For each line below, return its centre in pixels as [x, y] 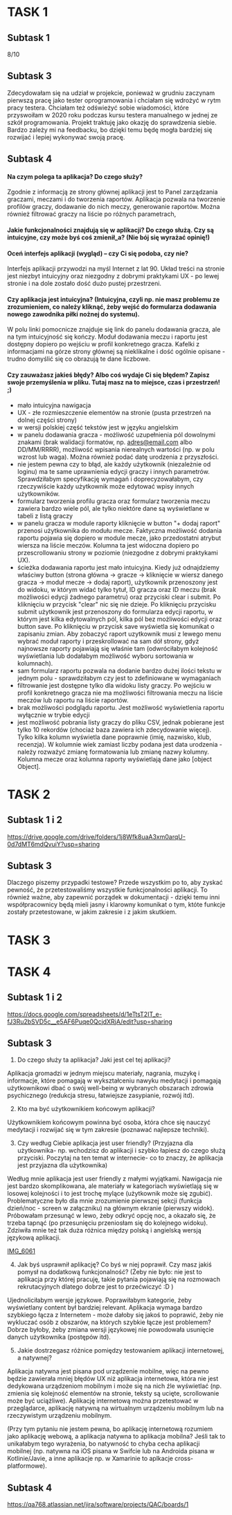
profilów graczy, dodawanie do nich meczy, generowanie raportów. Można [114, 207]
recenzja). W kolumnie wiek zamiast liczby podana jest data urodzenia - [120, 744]
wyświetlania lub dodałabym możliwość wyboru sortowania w [105, 656]
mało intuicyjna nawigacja [54, 405]
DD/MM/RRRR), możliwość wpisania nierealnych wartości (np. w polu [116, 449]
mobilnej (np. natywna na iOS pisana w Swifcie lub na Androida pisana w [111, 1451]
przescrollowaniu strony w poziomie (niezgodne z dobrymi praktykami [117, 552]
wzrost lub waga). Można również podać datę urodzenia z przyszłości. [118, 457]
